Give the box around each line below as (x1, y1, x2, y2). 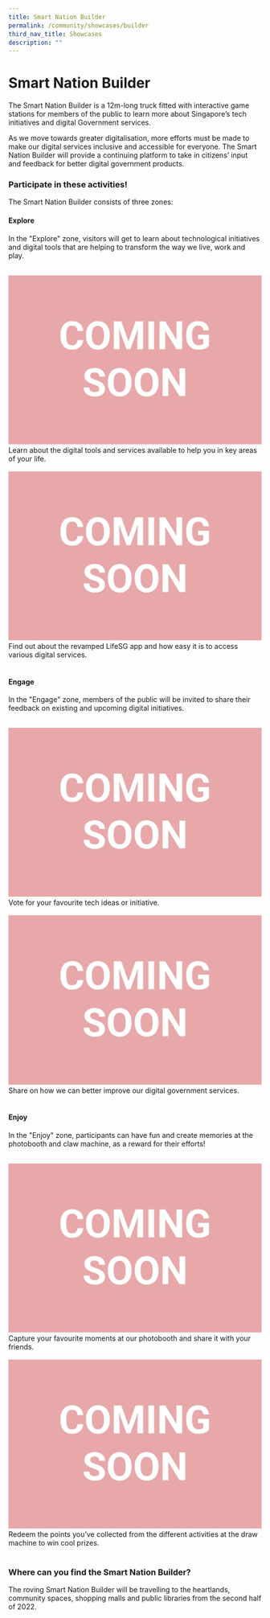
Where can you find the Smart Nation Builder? (8, 1567, 191, 1578)
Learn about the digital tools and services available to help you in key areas (8, 445, 257, 454)
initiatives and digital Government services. (8, 117, 151, 128)
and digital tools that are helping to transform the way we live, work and (8, 242, 246, 252)
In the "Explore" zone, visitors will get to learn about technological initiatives (8, 233, 260, 243)
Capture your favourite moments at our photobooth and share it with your (8, 1333, 252, 1343)
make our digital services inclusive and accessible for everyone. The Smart (8, 142, 257, 152)
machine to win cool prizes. (8, 1538, 100, 1548)
